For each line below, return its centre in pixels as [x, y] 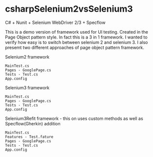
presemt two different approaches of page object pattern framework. [75, 47]
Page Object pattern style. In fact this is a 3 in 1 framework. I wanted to [76, 37]
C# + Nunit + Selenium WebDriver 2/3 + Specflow [55, 22]
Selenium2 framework [27, 57]
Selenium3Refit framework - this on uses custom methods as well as [74, 118]
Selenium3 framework [27, 88]
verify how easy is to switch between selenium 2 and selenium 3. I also [76, 42]
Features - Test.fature [29, 137]
